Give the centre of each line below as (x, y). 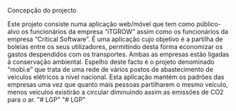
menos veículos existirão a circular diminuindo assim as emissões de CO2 (116, 92)
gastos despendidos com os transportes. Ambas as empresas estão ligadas (118, 54)
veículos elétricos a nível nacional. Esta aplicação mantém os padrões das (116, 77)
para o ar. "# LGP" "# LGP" (47, 100)
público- (209, 24)
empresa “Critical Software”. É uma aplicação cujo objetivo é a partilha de (115, 39)
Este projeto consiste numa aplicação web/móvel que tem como (101, 24)
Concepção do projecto (42, 10)
